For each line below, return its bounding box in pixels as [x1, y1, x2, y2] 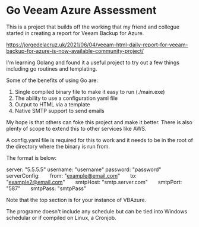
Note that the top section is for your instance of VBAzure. [6, 196, 147, 203]
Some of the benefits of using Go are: [6, 77, 98, 84]
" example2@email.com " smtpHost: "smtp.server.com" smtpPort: [6, 178, 182, 185]
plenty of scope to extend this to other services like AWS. [6, 125, 147, 132]
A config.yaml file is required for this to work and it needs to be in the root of [6, 136, 194, 143]
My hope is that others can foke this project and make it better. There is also [6, 118, 193, 125]
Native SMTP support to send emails [14, 107, 105, 114]
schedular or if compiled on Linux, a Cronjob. [6, 214, 117, 221]
